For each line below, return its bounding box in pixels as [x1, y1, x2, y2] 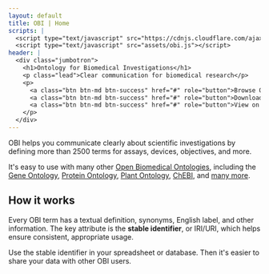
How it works [8, 194, 75, 208]
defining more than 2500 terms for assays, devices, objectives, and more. [8, 146, 252, 156]
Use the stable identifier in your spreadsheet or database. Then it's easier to [8, 248, 260, 257]
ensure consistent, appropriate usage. [8, 232, 134, 241]
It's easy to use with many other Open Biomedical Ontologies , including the [8, 162, 256, 171]
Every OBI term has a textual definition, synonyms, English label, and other [8, 215, 255, 224]
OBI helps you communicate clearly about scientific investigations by [8, 138, 236, 147]
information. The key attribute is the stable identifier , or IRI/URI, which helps [8, 224, 261, 233]
